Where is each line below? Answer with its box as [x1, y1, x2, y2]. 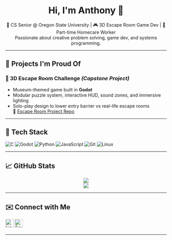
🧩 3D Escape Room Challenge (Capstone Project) [5, 75, 130, 82]
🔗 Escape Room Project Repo [12, 108, 75, 114]
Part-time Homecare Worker [56, 29, 116, 35]
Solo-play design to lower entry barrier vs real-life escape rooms [12, 103, 150, 109]
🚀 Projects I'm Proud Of [5, 60, 81, 68]
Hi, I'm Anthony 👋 [48, 5, 124, 16]
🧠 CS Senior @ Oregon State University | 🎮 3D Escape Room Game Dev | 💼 [6, 21, 166, 28]
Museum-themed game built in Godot [12, 86, 93, 92]
